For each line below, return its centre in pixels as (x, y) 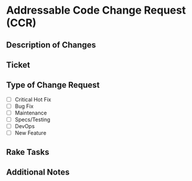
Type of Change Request (53, 85)
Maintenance (31, 113)
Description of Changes (51, 45)
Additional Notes (38, 172)
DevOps (25, 126)
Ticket (18, 65)
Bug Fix (24, 106)
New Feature (30, 133)
